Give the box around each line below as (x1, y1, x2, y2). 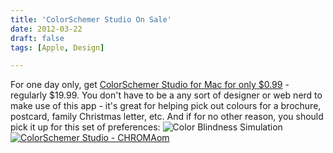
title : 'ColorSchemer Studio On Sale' (10, 14, 172, 25)
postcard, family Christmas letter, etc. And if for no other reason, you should (10, 111, 324, 123)
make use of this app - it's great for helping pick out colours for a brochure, (10, 100, 322, 112)
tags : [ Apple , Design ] (10, 42, 105, 53)
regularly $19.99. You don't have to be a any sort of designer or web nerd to (10, 89, 323, 101)
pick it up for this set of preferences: (10, 121, 161, 133)
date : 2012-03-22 (10, 24, 83, 34)
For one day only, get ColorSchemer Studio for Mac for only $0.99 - (10, 79, 290, 91)
